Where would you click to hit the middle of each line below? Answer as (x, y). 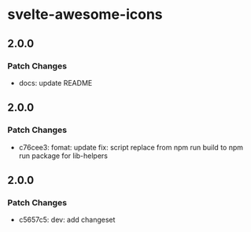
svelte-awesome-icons (85, 15)
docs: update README (55, 83)
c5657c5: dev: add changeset (67, 220)
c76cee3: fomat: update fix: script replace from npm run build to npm (131, 147)
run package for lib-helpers (63, 156)
